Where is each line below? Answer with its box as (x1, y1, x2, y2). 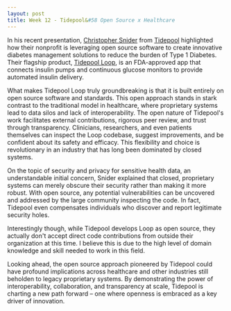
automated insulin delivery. (7, 72, 85, 81)
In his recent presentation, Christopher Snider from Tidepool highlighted (7, 35, 214, 44)
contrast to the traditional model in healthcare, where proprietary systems (7, 101, 219, 109)
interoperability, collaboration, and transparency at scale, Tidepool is (7, 282, 203, 290)
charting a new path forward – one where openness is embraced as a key (7, 289, 217, 298)
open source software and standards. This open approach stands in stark (7, 93, 217, 102)
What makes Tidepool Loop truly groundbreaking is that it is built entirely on (7, 86, 224, 95)
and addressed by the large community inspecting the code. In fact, (7, 196, 201, 204)
